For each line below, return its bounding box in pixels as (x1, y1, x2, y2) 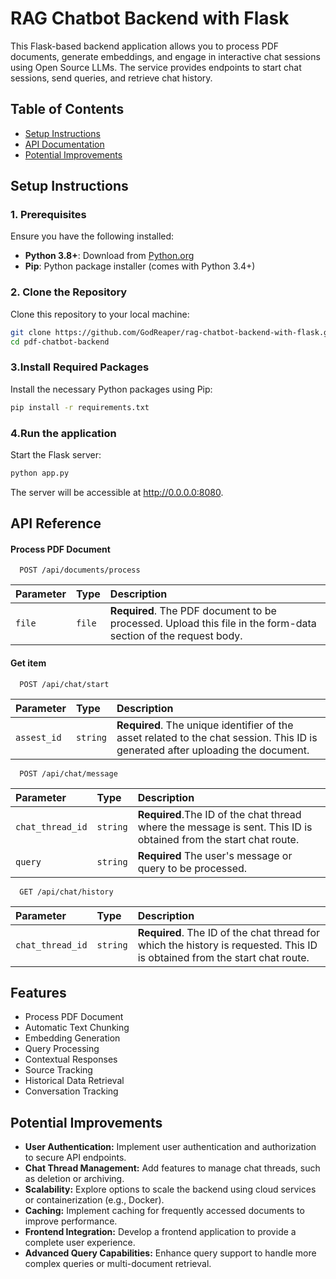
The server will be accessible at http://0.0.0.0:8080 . (10, 486, 224, 498)
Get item (10, 657, 47, 669)
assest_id (15, 732, 62, 743)
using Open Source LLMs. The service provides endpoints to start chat (10, 61, 302, 73)
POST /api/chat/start (19, 679, 110, 689)
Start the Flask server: (10, 448, 102, 461)
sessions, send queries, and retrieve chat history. (10, 72, 213, 84)
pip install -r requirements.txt (10, 402, 150, 412)
